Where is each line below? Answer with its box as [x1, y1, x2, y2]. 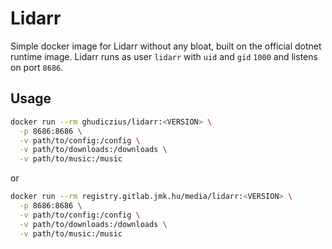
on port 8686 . [10, 61, 64, 73]
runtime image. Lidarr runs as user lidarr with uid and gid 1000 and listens [10, 50, 318, 62]
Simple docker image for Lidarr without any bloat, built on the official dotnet [10, 40, 322, 52]
